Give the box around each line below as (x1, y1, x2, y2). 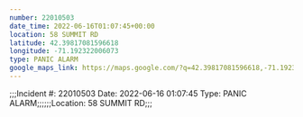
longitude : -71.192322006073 (9, 47, 119, 56)
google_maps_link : (9, 64, 78, 73)
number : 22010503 (9, 13, 75, 22)
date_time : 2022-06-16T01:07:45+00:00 (9, 22, 155, 31)
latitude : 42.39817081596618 (9, 38, 119, 48)
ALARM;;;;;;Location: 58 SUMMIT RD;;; (9, 97, 153, 108)
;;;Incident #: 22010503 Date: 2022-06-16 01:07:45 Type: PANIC (9, 87, 248, 99)
